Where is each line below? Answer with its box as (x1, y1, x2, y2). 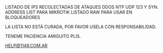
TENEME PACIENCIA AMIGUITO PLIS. (5, 34, 81, 39)
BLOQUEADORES (5, 15, 40, 20)
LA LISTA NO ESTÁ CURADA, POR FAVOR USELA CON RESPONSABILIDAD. (5, 24, 157, 30)
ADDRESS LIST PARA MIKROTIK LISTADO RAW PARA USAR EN (5, 9, 133, 15)
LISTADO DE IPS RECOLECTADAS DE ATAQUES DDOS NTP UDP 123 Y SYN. (5, 4, 159, 10)
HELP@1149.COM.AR (5, 43, 48, 48)
